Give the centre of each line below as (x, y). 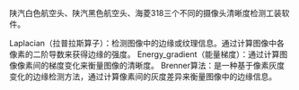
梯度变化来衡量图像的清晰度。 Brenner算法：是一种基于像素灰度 (167, 65)
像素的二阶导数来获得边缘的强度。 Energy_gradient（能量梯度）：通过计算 (145, 54)
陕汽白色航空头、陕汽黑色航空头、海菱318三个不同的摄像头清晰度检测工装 (146, 13)
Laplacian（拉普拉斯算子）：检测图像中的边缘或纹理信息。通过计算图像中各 (147, 43)
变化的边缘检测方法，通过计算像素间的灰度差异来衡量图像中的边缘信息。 (143, 77)
